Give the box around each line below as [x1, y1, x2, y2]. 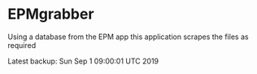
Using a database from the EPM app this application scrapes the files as [7, 32, 249, 41]
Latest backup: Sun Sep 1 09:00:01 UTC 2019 [7, 56, 159, 66]
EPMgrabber [7, 5, 94, 24]
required [7, 40, 37, 50]
